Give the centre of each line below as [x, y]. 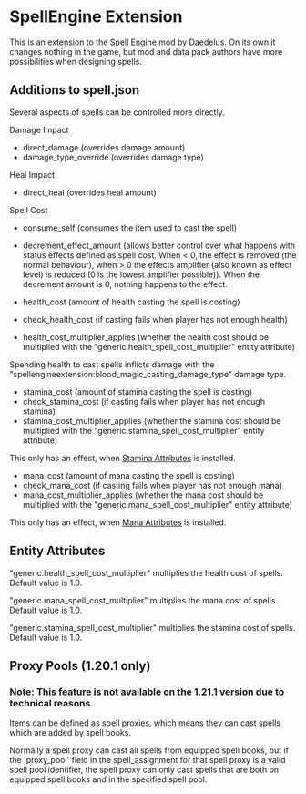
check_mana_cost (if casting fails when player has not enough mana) [153, 485]
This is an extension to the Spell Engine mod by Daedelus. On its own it [143, 42]
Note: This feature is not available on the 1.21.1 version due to [147, 692]
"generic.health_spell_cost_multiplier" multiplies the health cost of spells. [147, 572]
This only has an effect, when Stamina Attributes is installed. [123, 458]
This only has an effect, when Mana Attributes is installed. [118, 522]
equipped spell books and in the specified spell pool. [108, 779]
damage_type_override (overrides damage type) [113, 157]
